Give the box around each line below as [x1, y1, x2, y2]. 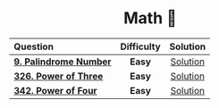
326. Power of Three [13, 70, 104, 82]
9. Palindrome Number [13, 55, 112, 68]
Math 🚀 [123, 8, 177, 29]
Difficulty [120, 40, 161, 53]
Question [13, 40, 54, 53]
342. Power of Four [13, 84, 97, 96]
